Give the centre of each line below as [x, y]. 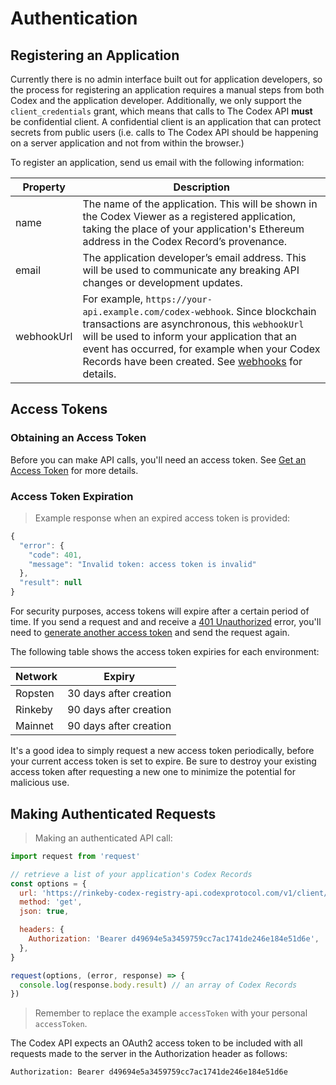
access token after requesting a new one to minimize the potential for [153, 772]
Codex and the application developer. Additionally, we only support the [156, 100]
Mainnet [34, 726]
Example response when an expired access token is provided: [162, 518]
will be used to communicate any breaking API [191, 270]
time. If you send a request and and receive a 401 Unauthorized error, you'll [166, 622]
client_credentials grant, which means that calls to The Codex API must [161, 111]
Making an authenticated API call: [103, 838]
